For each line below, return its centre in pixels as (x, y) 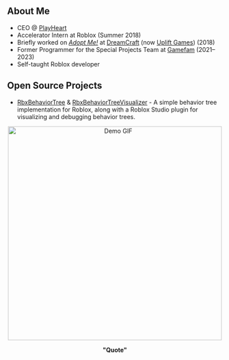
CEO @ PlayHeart (42, 27)
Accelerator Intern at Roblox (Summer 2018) (79, 35)
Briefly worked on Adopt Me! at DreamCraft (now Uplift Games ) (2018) (116, 42)
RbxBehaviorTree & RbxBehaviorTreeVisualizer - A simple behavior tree (117, 102)
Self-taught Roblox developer (58, 64)
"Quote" (115, 350)
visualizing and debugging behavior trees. (76, 116)
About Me (28, 11)
